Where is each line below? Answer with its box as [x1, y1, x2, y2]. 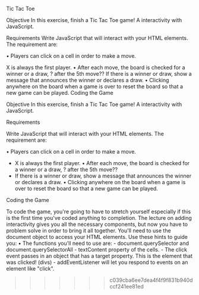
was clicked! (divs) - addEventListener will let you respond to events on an [6, 259, 188, 266]
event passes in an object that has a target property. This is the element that [6, 253, 193, 259]
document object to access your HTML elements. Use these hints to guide [6, 234, 188, 240]
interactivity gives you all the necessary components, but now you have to [6, 221, 188, 228]
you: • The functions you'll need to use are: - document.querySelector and [6, 240, 189, 247]
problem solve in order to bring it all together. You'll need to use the [6, 227, 171, 234]
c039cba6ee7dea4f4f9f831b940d [109, 277, 193, 284]
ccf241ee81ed [109, 283, 144, 290]
